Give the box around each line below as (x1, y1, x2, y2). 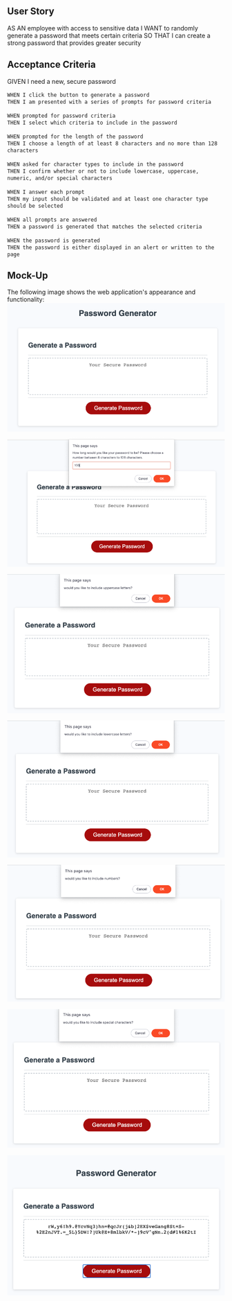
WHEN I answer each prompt (7, 189, 85, 195)
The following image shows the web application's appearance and (7, 288, 196, 297)
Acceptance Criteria (7, 59, 96, 71)
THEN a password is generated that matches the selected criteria (7, 223, 202, 230)
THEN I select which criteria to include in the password (7, 119, 177, 126)
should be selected (7, 202, 64, 209)
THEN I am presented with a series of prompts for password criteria (7, 98, 212, 105)
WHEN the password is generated (7, 237, 100, 244)
